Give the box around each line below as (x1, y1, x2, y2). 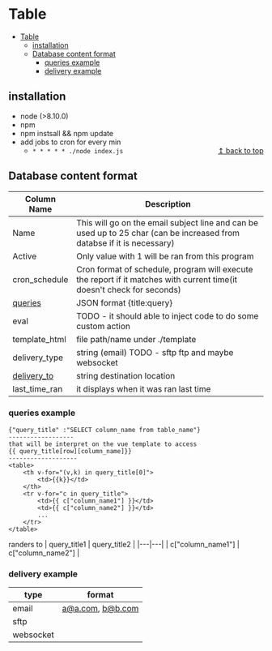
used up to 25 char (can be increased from (76, 227, 240, 238)
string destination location (76, 370, 176, 381)
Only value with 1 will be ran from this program (76, 251, 254, 262)
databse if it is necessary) (76, 237, 175, 248)
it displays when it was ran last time (76, 383, 211, 394)
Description (144, 198, 192, 209)
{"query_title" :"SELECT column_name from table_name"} (8, 426, 201, 434)
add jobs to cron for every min (19, 137, 121, 147)
